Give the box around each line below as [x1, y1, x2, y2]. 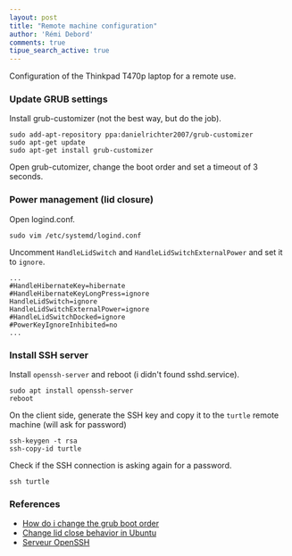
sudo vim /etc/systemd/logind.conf [9, 231, 142, 240]
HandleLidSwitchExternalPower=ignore [9, 304, 150, 313]
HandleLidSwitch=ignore [9, 296, 98, 306]
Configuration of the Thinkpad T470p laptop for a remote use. [9, 71, 237, 81]
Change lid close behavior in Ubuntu [21, 527, 157, 538]
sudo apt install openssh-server [9, 386, 134, 395]
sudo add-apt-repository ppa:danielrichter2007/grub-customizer [9, 130, 254, 139]
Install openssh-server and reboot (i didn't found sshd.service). [9, 369, 239, 380]
